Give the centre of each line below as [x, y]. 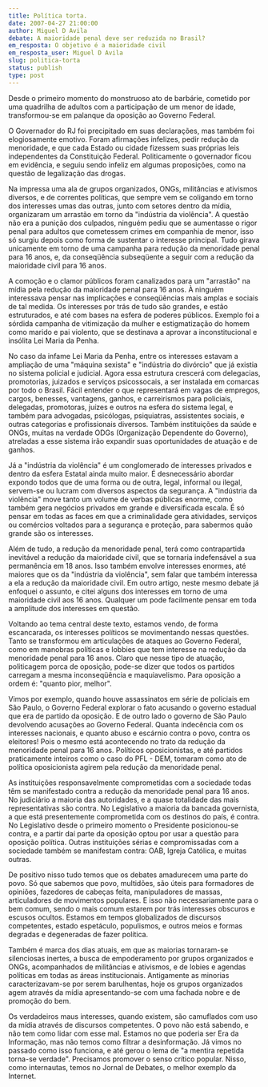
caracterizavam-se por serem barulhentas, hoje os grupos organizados [126, 984]
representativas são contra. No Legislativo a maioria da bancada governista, [134, 808]
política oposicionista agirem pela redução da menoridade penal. [115, 767]
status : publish [35, 68]
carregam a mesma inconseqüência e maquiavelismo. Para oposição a [125, 674]
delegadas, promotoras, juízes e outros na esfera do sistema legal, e [121, 407]
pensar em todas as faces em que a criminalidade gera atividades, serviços [133, 516]
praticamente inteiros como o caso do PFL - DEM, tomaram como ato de [128, 759]
